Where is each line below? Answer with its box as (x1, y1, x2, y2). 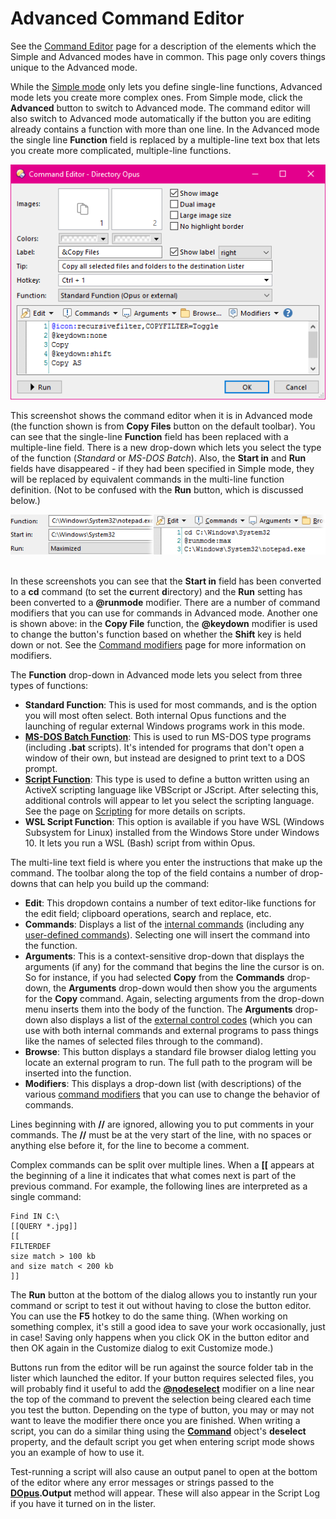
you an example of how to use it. (10, 1447, 145, 1459)
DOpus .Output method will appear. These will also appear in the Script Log (10, 1487, 321, 1499)
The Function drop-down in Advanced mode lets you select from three (10, 669, 303, 681)
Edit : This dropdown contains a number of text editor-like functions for (24, 897, 317, 909)
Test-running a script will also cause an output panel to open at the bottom (10, 1466, 318, 1478)
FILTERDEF (10, 1242, 52, 1252)
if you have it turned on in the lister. (10, 1498, 156, 1510)
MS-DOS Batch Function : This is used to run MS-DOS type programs (24, 731, 312, 743)
